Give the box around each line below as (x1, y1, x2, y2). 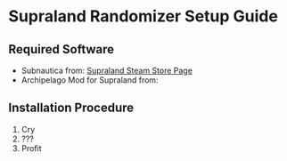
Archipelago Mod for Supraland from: (20, 75, 159, 85)
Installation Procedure (8, 101, 135, 116)
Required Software (8, 42, 115, 57)
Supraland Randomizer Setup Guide (8, 6, 278, 27)
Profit (20, 142, 42, 153)
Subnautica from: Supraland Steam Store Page (20, 65, 193, 76)
